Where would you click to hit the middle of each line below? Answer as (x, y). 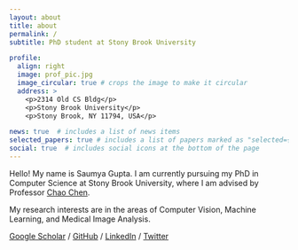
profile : (25, 59)
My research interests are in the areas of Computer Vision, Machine (133, 209)
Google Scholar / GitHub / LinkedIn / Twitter (89, 236)
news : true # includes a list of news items (94, 132)
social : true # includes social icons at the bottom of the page (134, 148)
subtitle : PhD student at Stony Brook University (103, 42)
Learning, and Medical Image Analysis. (80, 219)
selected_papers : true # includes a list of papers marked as (126, 140)
